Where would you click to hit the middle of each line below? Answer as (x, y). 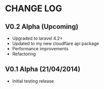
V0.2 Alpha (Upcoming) (42, 27)
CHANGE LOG (34, 9)
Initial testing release (33, 81)
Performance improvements (40, 49)
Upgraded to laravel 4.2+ (37, 38)
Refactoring (24, 54)
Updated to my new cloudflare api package (55, 44)
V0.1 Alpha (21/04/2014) (43, 69)
